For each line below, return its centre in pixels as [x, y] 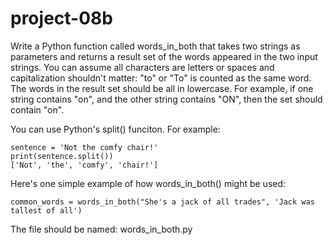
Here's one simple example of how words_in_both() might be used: [148, 183]
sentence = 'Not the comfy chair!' [84, 147]
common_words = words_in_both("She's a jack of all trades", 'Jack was [162, 202]
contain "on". [37, 109]
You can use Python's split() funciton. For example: [115, 129]
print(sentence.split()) [62, 156]
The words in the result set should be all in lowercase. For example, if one [162, 88]
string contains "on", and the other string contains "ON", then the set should [166, 99]
